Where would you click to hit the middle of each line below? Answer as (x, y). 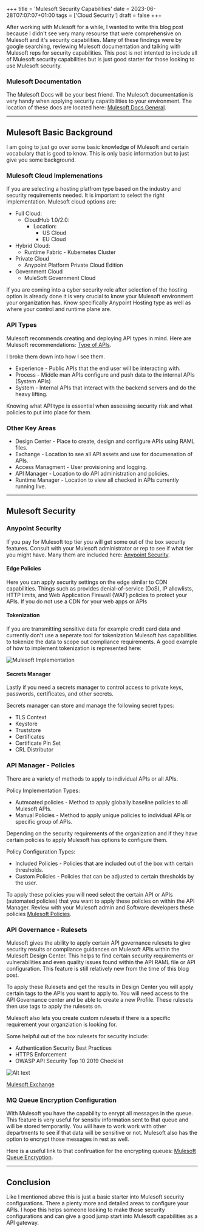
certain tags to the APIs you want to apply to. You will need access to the (98, 993)
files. (21, 448)
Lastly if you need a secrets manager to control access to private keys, (95, 687)
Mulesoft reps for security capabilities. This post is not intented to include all (102, 53)
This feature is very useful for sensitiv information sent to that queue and (97, 1120)
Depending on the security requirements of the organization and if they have (102, 833)
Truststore (28, 730)
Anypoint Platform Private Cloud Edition (73, 265)
